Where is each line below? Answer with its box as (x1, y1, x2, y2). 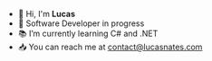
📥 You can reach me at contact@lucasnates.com (17, 41, 203, 52)
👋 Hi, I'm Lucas (17, 9, 75, 19)
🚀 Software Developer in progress (17, 18, 145, 29)
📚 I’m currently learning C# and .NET (17, 28, 159, 39)
